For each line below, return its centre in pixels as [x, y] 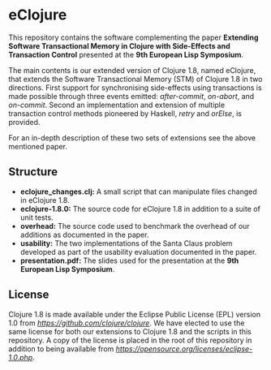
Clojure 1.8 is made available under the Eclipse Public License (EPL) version [135, 314]
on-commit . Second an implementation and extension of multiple [117, 105]
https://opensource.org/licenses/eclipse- [184, 348]
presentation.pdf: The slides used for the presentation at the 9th [129, 260]
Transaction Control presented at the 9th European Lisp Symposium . [126, 54]
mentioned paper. [38, 146]
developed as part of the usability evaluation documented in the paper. [138, 252]
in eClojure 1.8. [45, 200]
